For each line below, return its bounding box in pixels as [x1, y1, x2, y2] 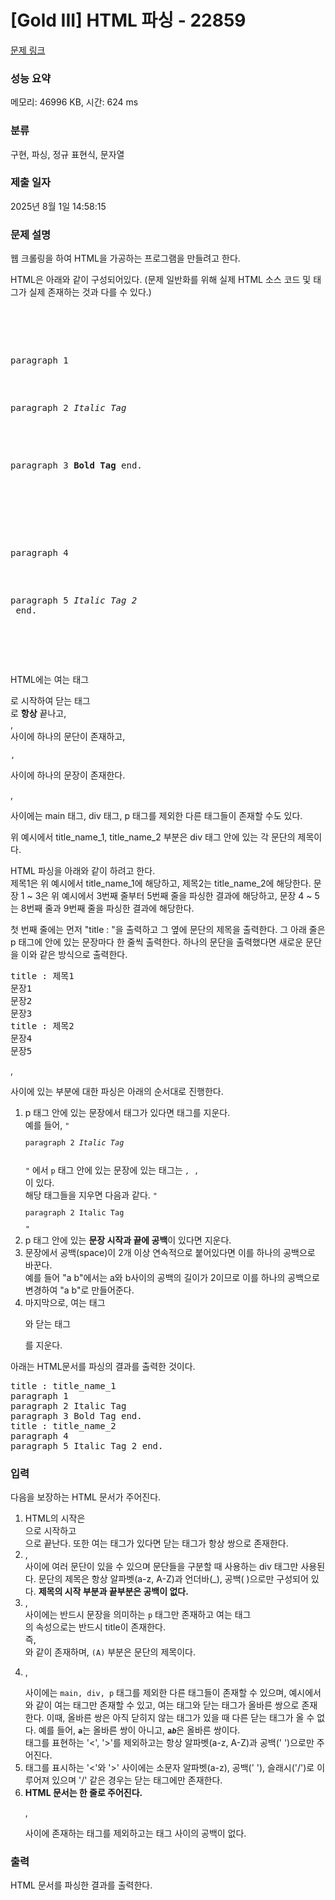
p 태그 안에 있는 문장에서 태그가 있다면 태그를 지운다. [24, 1107, 231, 1119]
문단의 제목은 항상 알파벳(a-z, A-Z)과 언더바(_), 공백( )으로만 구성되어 [38, 1572, 309, 1585]
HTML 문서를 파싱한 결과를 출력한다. [10, 1879, 153, 1891]
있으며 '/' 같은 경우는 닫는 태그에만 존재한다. [51, 1774, 223, 1786]
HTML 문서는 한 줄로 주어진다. [24, 1786, 143, 1798]
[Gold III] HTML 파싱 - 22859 [10, 9, 247, 32]
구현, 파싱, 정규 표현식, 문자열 [10, 148, 125, 160]
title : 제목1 [10, 971, 75, 982]
